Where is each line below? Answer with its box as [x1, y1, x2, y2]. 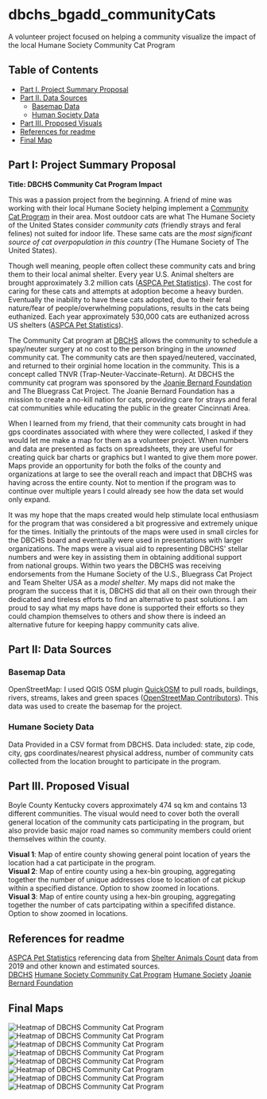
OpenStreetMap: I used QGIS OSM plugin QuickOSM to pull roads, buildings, [8, 685, 258, 694]
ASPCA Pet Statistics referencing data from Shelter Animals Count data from [8, 953, 258, 963]
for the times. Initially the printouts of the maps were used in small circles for [8, 526, 259, 536]
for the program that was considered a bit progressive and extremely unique [8, 518, 258, 528]
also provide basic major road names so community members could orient [8, 825, 252, 836]
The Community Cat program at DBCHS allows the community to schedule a [8, 336, 258, 345]
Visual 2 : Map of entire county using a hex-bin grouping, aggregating [8, 867, 236, 876]
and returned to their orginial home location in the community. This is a [8, 360, 240, 371]
